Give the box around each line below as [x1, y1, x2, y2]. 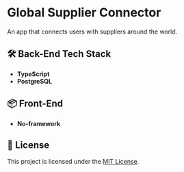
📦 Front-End [7, 98, 64, 110]
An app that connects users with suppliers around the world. [7, 27, 178, 36]
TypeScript [16, 70, 50, 78]
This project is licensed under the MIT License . [7, 158, 140, 166]
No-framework [16, 119, 61, 127]
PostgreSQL [16, 77, 53, 85]
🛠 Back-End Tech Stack [7, 48, 111, 60]
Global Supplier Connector [7, 5, 161, 21]
